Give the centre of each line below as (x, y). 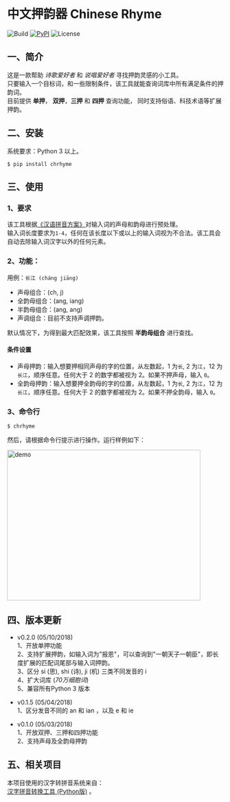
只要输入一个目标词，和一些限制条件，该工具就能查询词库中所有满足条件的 (112, 83)
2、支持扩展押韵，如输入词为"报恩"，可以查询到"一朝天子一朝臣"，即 (115, 654)
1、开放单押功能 (39, 645)
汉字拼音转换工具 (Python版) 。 (51, 791)
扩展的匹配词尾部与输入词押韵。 (68, 662)
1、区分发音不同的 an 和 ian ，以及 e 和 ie (75, 710)
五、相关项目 (34, 765)
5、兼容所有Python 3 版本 (54, 688)
